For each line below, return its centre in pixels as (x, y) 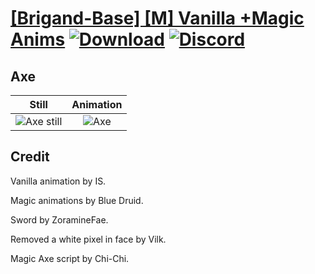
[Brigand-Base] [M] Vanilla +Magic (157, 18)
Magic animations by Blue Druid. (77, 200)
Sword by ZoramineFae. (59, 219)
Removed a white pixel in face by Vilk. (88, 239)
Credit (30, 157)
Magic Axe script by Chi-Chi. (70, 258)
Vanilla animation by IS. (58, 181)
